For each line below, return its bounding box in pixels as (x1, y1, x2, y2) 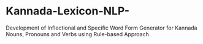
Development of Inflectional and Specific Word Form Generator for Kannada (6, 24, 197, 31)
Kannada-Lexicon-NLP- (6, 4, 130, 18)
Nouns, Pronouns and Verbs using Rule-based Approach (6, 30, 150, 37)
